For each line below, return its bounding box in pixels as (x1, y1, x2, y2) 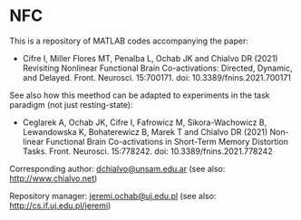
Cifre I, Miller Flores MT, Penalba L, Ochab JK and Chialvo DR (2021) (22, 53, 278, 63)
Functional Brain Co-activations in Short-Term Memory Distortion (45, 136, 288, 147)
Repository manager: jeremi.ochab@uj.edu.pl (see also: (9, 190, 217, 201)
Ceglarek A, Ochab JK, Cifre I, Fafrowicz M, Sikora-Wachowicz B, (22, 117, 267, 128)
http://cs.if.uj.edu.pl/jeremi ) (9, 200, 112, 211)
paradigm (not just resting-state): (9, 99, 133, 110)
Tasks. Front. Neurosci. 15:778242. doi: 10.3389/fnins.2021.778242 (22, 146, 274, 157)
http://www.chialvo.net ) (9, 173, 98, 184)
